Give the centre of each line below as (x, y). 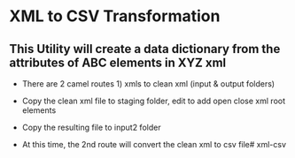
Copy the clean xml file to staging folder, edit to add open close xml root (154, 101)
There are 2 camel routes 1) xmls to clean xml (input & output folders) (148, 84)
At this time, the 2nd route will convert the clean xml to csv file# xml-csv (154, 144)
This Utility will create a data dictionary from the (145, 49)
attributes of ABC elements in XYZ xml (118, 62)
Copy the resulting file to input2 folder (91, 127)
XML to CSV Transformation (115, 16)
